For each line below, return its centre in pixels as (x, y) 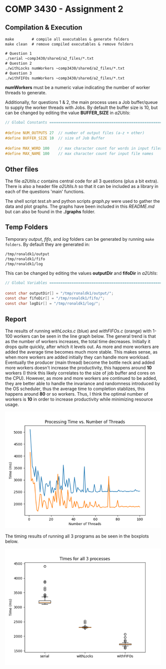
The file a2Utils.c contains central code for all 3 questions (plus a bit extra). (82, 181)
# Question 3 (19, 73)
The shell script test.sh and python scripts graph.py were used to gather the (83, 201)
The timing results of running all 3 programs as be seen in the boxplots (77, 536)
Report (16, 319)
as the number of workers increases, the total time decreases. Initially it (78, 341)
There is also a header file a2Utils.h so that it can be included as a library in (82, 186)
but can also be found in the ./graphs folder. (50, 212)
